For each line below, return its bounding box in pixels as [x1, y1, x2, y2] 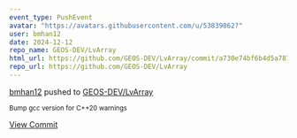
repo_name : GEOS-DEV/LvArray [9, 46, 117, 55]
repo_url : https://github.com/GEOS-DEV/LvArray [9, 63, 188, 72]
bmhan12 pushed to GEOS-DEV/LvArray [9, 86, 154, 97]
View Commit [9, 119, 58, 129]
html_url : [9, 54, 46, 63]
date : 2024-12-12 [9, 37, 73, 47]
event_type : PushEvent [9, 12, 93, 22]
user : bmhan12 [9, 29, 62, 38]
